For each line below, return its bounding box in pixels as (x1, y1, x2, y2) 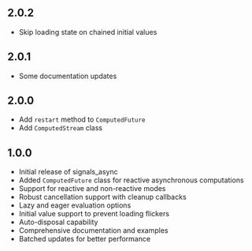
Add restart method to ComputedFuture (18, 114, 146, 125)
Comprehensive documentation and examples (18, 226, 169, 235)
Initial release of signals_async (18, 167, 119, 177)
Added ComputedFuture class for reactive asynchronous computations (18, 175, 245, 185)
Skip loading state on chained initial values (18, 27, 157, 36)
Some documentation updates (18, 71, 117, 81)
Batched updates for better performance (18, 234, 151, 244)
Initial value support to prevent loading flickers (18, 209, 170, 219)
